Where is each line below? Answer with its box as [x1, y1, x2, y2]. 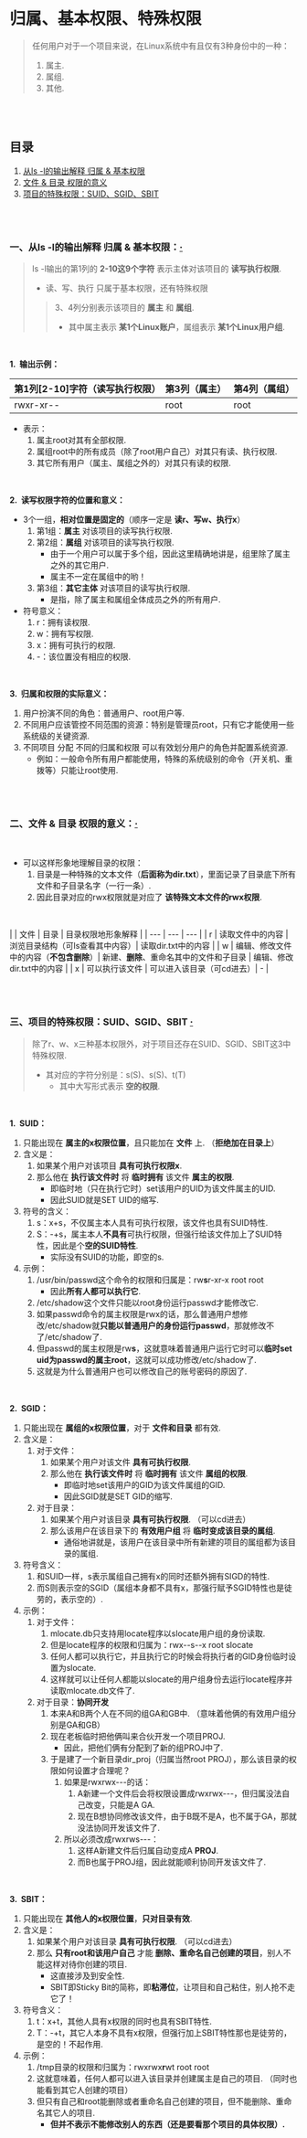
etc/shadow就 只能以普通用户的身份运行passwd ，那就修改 [47, 1320, 267, 1331]
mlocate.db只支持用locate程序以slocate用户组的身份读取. [49, 1628, 266, 1639]
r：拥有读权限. [36, 617, 90, 628]
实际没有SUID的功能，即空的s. [49, 1251, 164, 1262]
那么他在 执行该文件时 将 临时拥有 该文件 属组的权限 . [49, 1468, 249, 1479]
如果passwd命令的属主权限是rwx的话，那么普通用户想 [36, 1308, 240, 1319]
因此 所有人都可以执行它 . [49, 1285, 142, 1296]
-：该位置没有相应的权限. [36, 651, 132, 663]
